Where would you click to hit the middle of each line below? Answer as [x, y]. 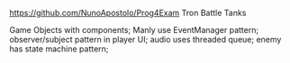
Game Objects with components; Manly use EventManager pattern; [134, 30]
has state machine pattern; [59, 49]
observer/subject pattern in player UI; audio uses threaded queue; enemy [145, 39]
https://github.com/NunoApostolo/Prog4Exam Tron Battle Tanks [128, 13]
